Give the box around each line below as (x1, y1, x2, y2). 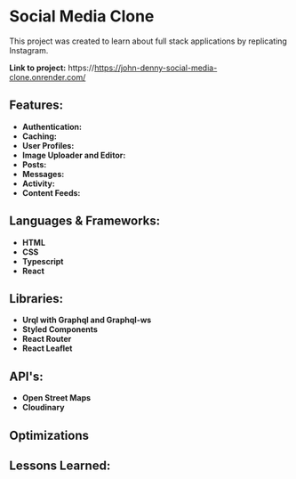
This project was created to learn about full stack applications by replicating (9, 36, 287, 46)
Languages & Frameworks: (9, 214, 161, 229)
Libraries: (9, 291, 64, 306)
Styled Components (21, 324, 98, 335)
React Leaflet (21, 343, 73, 353)
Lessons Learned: (9, 458, 111, 473)
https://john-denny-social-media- (94, 62, 218, 73)
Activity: (21, 178, 55, 189)
